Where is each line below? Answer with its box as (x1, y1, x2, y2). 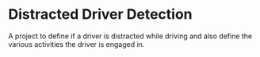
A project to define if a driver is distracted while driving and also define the (8, 31, 253, 41)
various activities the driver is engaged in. (8, 39, 145, 48)
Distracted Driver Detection (8, 5, 193, 23)
